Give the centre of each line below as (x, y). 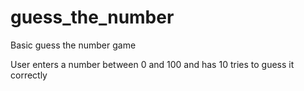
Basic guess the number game (73, 45)
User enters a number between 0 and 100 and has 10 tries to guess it (152, 64)
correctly (29, 75)
